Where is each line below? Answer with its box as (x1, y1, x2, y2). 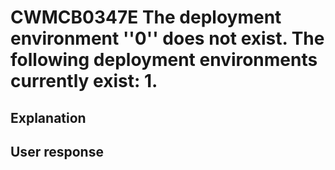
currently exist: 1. (10, 70, 158, 93)
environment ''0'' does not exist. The (10, 27, 325, 50)
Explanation (10, 109, 87, 126)
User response (10, 143, 104, 160)
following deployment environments (10, 49, 318, 71)
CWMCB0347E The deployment (10, 6, 282, 29)
